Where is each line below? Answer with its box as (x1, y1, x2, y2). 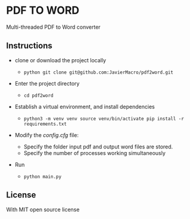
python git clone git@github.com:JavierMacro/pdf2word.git (23, 69, 174, 75)
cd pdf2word (23, 92, 54, 99)
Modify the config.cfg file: (14, 131, 79, 138)
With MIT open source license (6, 206, 80, 213)
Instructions (6, 41, 52, 51)
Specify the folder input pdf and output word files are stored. (23, 143, 173, 150)
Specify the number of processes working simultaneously (23, 149, 166, 156)
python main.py (23, 174, 61, 180)
